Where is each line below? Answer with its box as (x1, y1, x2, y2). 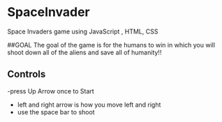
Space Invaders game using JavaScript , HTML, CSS (7, 27, 158, 36)
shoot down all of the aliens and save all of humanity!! (7, 48, 162, 56)
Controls (7, 68, 46, 80)
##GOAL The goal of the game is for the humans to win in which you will (7, 40, 215, 49)
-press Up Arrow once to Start (7, 86, 94, 95)
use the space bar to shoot (17, 107, 96, 116)
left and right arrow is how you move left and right (17, 100, 161, 109)
